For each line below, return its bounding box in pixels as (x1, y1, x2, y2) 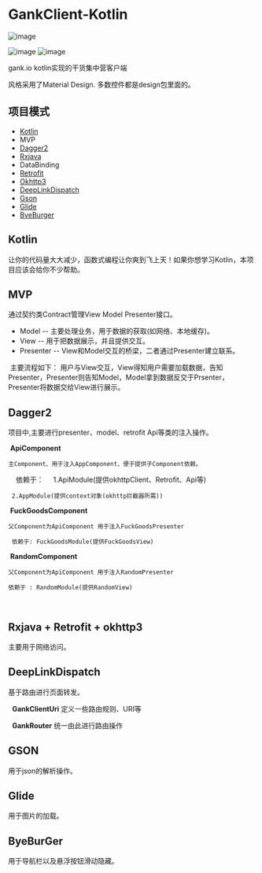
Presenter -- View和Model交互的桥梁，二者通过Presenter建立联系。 (19, 346, 240, 356)
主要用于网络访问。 (8, 642, 71, 651)
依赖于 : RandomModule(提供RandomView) (8, 584, 133, 592)
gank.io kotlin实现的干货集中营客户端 (8, 63, 127, 72)
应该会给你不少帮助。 (14, 264, 84, 274)
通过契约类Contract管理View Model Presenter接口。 (8, 309, 177, 320)
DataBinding (19, 160, 60, 169)
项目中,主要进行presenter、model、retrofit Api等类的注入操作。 (8, 427, 214, 438)
